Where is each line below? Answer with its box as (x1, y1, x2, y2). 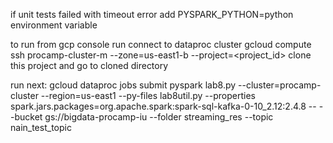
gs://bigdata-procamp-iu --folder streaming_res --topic (44, 111, 274, 123)
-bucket (10, 111, 43, 123)
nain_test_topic (10, 122, 72, 133)
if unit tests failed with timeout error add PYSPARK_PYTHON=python (10, 9, 294, 20)
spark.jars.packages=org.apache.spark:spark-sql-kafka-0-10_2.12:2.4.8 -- (10, 100, 317, 112)
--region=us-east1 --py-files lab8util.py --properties (40, 90, 256, 101)
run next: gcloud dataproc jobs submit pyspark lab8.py (10, 79, 237, 91)
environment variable (10, 19, 98, 31)
